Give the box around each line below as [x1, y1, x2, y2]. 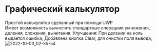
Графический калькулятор [5, 3, 120, 15]
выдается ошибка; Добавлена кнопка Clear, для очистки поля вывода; [5, 35, 153, 41]
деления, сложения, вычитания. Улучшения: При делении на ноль [5, 30, 143, 36]
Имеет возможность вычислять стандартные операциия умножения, [5, 25, 150, 30]
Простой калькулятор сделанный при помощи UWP [5, 20, 113, 25]
